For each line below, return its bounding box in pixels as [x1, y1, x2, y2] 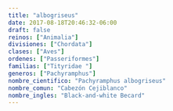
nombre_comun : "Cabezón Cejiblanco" [8, 84, 128, 92]
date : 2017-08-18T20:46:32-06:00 [8, 19, 117, 27]
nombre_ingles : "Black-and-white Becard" [8, 91, 146, 99]
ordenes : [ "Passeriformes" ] [8, 55, 100, 63]
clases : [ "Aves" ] [8, 48, 65, 55]
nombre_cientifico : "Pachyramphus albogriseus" [8, 77, 167, 84]
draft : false [8, 26, 51, 34]
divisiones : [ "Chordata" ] [8, 41, 92, 48]
